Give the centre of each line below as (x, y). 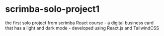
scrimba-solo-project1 (52, 9)
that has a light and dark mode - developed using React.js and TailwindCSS (82, 28)
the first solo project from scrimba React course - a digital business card (80, 23)
